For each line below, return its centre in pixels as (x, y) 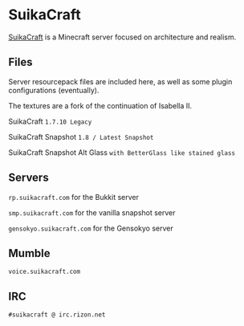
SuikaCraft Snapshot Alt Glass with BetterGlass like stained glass (122, 152)
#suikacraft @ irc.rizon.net (57, 315)
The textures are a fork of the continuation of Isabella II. (100, 105)
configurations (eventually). (54, 90)
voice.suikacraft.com (45, 272)
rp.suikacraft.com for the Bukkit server (73, 197)
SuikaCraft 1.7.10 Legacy (50, 121)
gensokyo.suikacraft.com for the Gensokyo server (91, 228)
